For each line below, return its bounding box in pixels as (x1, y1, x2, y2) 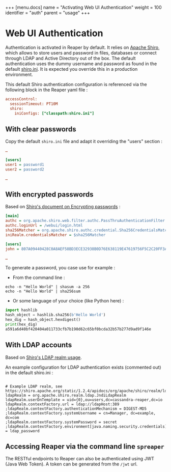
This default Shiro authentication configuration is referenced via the (5, 81, 147, 87)
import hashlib (5, 308, 38, 313)
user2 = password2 (5, 166, 44, 172)
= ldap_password (5, 428, 40, 433)
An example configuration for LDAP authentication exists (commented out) (5, 364, 161, 370)
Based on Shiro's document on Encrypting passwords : (5, 204, 121, 210)
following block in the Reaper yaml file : (5, 87, 88, 93)
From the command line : (12, 274, 65, 281)
